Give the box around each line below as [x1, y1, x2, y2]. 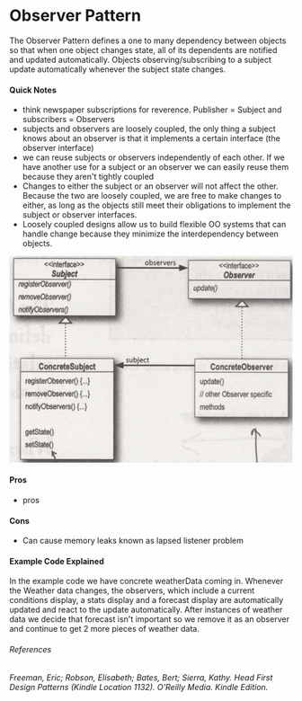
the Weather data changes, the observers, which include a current [9, 585, 255, 596]
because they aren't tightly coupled [22, 172, 155, 182]
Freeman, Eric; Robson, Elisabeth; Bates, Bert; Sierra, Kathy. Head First [9, 671, 273, 683]
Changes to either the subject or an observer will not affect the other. [22, 181, 279, 191]
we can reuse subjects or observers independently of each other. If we [22, 152, 285, 163]
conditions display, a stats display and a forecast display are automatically [9, 595, 284, 606]
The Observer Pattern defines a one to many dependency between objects [9, 35, 287, 46]
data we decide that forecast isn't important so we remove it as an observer [9, 614, 290, 625]
